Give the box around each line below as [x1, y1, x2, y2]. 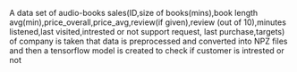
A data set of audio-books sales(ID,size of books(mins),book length [9, 8, 259, 18]
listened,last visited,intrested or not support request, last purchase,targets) [9, 27, 285, 36]
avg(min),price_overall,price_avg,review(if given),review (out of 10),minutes [9, 17, 286, 28]
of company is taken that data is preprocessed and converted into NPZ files [9, 36, 288, 46]
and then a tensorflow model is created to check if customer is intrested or [9, 45, 284, 56]
